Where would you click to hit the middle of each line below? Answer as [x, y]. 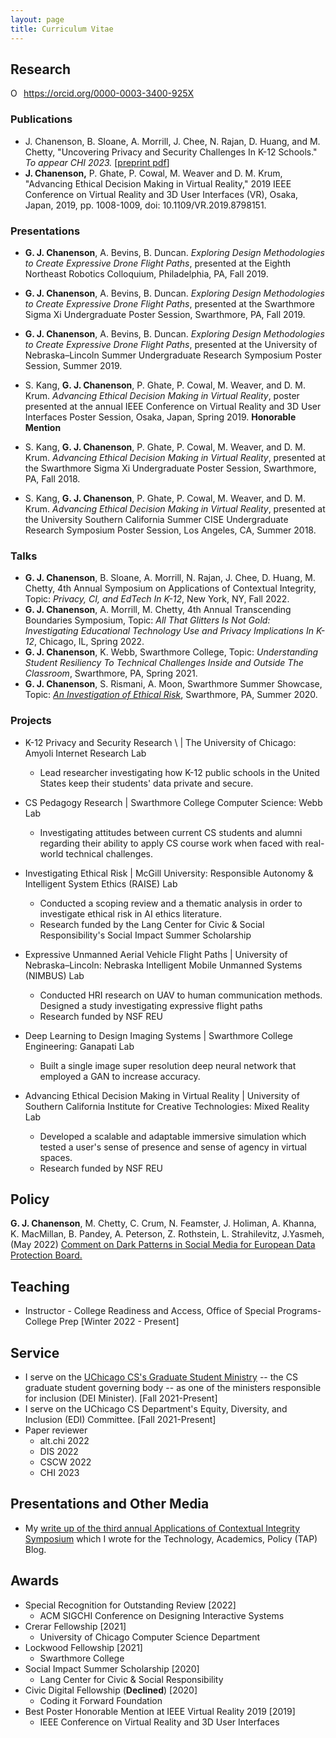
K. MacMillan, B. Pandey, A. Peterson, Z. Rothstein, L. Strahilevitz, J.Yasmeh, [167, 1234]
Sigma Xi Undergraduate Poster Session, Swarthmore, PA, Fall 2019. [165, 314]
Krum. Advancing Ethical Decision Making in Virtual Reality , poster [162, 395]
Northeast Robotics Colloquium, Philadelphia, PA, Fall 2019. [146, 273]
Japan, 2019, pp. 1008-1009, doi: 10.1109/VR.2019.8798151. [145, 205]
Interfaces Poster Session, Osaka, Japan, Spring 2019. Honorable [160, 417]
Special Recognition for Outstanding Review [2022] [130, 1605]
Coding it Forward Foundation [101, 1700]
